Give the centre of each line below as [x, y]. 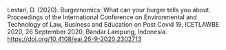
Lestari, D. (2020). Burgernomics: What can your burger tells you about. [109, 10]
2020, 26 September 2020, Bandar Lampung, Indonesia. [87, 32]
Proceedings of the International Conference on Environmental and [102, 17]
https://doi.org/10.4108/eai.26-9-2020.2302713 [74, 39]
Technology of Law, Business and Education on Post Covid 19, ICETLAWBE [113, 24]
